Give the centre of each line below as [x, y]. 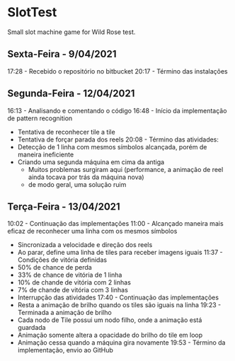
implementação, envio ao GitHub [65, 350]
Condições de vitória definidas [62, 260]
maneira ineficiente [46, 154]
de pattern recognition [40, 118]
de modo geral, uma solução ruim [77, 184]
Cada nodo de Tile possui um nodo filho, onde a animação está [110, 320]
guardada [31, 328]
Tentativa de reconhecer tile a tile [66, 132]
